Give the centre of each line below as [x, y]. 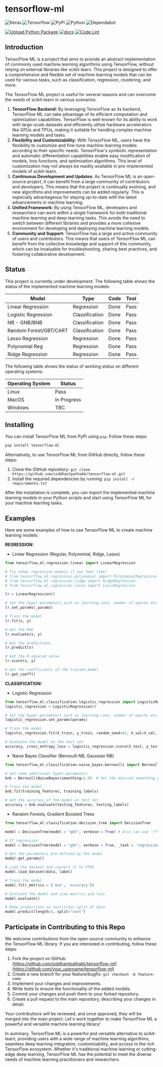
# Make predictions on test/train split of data [55, 907]
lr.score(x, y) [20, 661]
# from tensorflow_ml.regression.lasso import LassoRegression [70, 585]
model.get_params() [25, 859]
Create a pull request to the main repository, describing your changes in [84, 999]
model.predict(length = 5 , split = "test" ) [45, 912]
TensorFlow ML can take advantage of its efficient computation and [80, 114]
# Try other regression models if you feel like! [56, 572]
